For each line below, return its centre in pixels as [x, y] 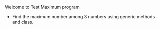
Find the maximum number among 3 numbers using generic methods [84, 17]
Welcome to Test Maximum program [42, 7]
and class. [23, 22]
